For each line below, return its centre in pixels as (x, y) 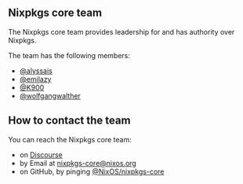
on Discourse (41, 155)
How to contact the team (69, 121)
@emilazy (35, 79)
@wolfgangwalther (50, 96)
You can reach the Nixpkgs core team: (70, 139)
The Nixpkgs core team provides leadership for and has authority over (121, 31)
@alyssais (36, 71)
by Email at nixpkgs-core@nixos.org (78, 163)
